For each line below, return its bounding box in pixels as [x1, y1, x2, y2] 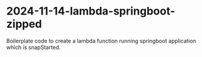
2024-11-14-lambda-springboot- [6, 4, 175, 18]
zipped [6, 17, 43, 31]
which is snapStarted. [6, 44, 61, 51]
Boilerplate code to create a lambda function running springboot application [6, 37, 197, 44]
